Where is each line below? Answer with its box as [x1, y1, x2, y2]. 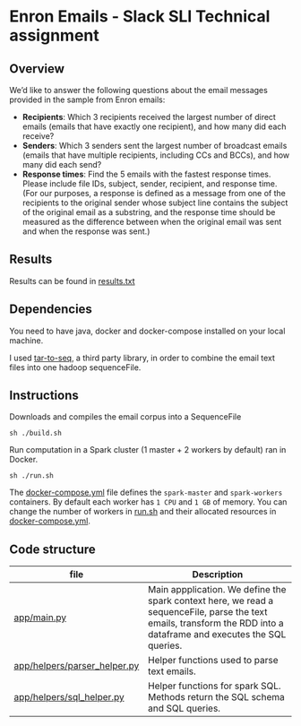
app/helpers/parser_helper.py [13, 660, 140, 672]
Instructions [9, 388, 79, 403]
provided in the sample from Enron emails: [9, 94, 166, 105]
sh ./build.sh [9, 428, 63, 438]
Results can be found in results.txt [9, 275, 136, 286]
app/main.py [13, 611, 67, 624]
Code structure [9, 541, 96, 557]
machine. [9, 334, 44, 346]
